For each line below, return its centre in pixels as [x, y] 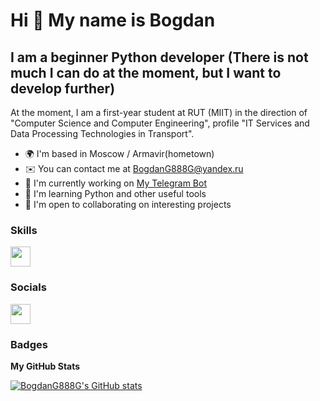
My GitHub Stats [45, 366]
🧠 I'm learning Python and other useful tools [115, 193]
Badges [29, 344]
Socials [28, 287]
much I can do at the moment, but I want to [146, 72]
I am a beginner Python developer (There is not [159, 57]
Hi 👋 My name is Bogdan [113, 20]
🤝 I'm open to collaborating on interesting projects [128, 204]
